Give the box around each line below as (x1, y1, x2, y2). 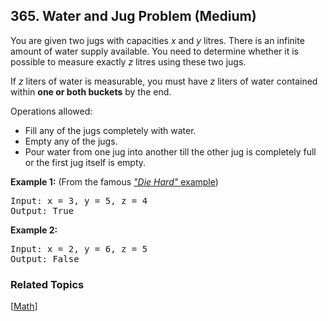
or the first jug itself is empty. (24, 156, 147, 168)
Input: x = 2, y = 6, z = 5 (10, 243, 148, 254)
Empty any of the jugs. (24, 135, 118, 147)
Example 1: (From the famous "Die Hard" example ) (10, 175, 219, 188)
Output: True (10, 205, 75, 216)
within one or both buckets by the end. (10, 85, 172, 98)
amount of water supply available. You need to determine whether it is (10, 45, 299, 57)
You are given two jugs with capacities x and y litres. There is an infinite (10, 34, 305, 46)
